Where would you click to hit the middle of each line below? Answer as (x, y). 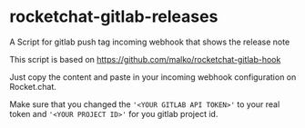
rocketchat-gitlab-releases (114, 17)
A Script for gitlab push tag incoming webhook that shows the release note (150, 42)
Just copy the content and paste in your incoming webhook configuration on (153, 77)
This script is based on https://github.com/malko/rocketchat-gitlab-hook (145, 59)
